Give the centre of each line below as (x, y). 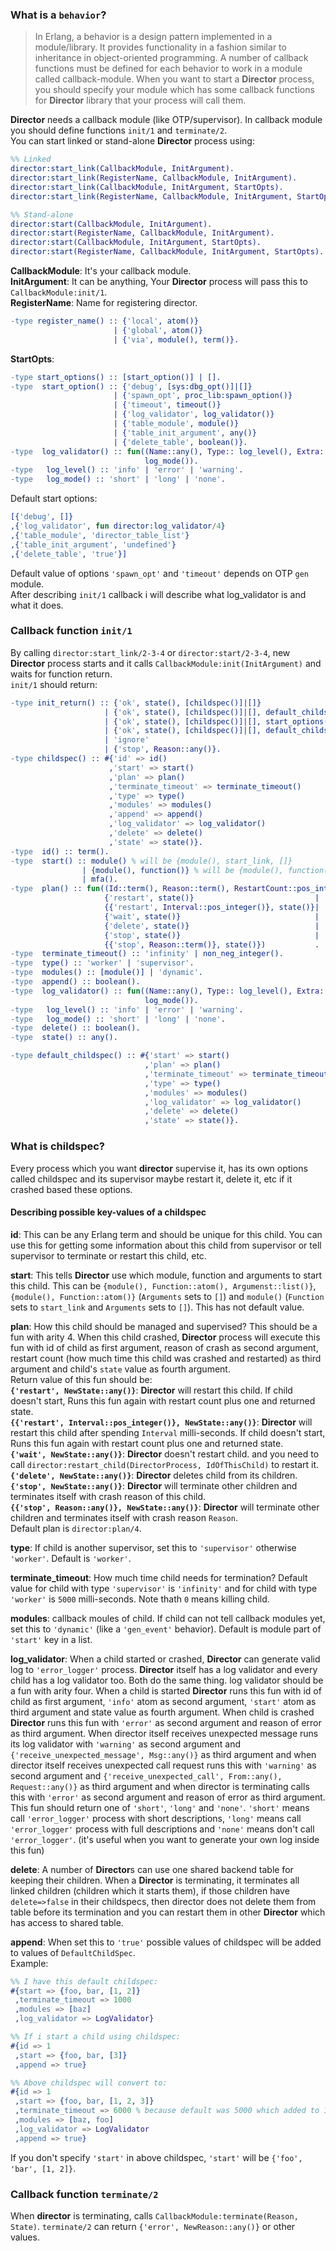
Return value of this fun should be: (81, 1379)
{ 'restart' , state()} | (212, 898)
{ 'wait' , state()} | (212, 916)
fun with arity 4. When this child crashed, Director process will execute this (165, 1337)
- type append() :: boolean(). (75, 982)
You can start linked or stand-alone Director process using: (132, 141)
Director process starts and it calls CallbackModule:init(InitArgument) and (166, 663)
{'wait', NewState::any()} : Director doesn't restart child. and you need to (165, 1454)
